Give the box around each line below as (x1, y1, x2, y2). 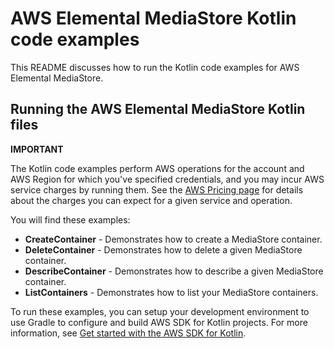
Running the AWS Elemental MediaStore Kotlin (10, 101, 306, 118)
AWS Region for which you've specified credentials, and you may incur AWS (10, 173, 325, 185)
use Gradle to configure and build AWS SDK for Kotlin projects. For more (10, 316, 308, 328)
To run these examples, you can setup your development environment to (10, 305, 310, 317)
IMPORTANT (10, 143, 64, 155)
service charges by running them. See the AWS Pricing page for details (10, 183, 304, 196)
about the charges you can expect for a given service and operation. (10, 194, 293, 206)
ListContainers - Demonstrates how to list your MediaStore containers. (24, 286, 319, 298)
